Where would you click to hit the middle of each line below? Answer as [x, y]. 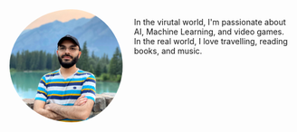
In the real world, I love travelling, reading [211, 41]
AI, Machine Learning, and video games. [210, 32]
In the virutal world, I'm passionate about [211, 22]
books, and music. [168, 51]
